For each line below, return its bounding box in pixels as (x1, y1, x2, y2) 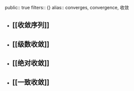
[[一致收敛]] (12, 78, 49, 86)
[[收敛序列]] (12, 21, 49, 30)
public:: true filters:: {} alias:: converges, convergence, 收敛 (5, 5, 129, 10)
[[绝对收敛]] (12, 59, 49, 67)
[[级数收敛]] (12, 40, 49, 49)
